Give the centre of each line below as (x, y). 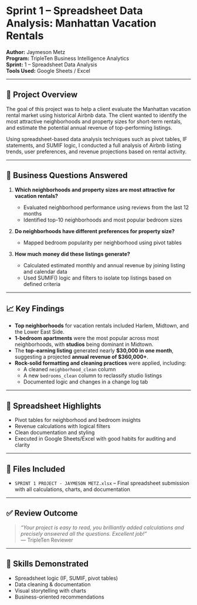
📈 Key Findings (35, 309)
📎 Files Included (36, 469)
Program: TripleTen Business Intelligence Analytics (68, 58)
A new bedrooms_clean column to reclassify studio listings (93, 376)
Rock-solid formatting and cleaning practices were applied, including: (100, 363)
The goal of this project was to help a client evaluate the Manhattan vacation (98, 109)
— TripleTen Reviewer (47, 540)
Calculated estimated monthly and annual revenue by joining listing (104, 265)
